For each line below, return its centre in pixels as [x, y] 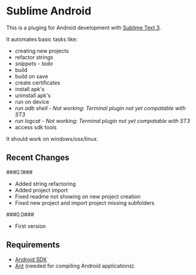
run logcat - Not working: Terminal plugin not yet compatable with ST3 [102, 120]
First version [30, 226]
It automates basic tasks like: [42, 39]
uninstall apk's [33, 95]
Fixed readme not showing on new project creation [78, 197]
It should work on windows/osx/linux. [52, 138]
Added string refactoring [45, 183]
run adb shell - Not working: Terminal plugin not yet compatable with [100, 108]
